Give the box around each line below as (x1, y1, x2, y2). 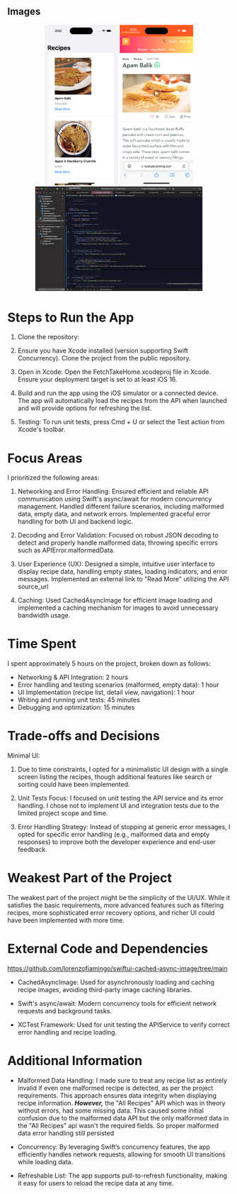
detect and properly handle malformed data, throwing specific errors (17, 538, 218, 547)
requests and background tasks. (17, 1007, 112, 1016)
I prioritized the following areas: (7, 474, 100, 482)
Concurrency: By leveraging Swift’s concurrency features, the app (17, 1142, 211, 1151)
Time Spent (7, 636, 76, 652)
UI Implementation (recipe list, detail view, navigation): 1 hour (17, 688, 195, 697)
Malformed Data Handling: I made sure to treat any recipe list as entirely (17, 1076, 228, 1084)
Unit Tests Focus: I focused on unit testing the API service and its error (17, 794, 224, 802)
